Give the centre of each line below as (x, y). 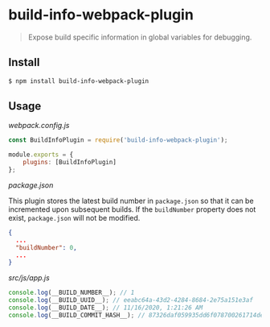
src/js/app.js (29, 278)
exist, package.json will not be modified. (74, 217)
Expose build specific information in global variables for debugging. (140, 37)
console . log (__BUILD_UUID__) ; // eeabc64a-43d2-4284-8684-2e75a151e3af (131, 300)
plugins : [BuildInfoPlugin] (70, 163)
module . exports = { (41, 155)
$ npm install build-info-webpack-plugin (79, 81)
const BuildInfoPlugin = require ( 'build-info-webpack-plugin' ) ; (118, 140)
